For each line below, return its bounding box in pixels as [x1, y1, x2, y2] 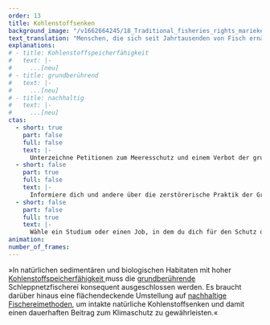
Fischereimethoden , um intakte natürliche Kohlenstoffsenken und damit [8, 299, 245, 309]
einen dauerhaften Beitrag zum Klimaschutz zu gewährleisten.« [8, 307, 219, 317]
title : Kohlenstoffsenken [8, 19, 95, 27]
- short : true [15, 124, 63, 132]
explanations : [8, 42, 56, 50]
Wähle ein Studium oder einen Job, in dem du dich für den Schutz [29, 228, 257, 237]
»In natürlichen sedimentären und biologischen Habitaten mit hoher [8, 265, 231, 274]
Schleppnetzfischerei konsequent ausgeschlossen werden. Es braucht [8, 282, 242, 291]
